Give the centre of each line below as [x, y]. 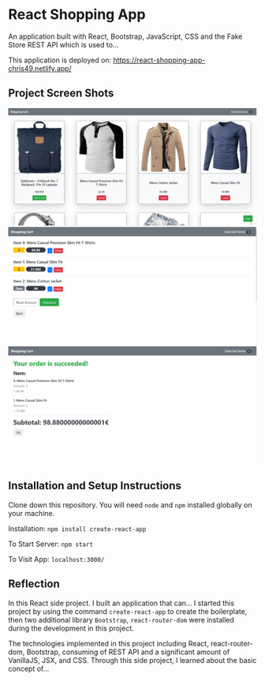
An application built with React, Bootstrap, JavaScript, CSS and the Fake [125, 36]
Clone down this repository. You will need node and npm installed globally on [130, 505]
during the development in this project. [71, 628]
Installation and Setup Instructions [95, 486]
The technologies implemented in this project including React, [108, 643]
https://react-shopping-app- [159, 60]
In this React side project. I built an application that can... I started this [121, 603]
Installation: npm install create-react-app [77, 528]
